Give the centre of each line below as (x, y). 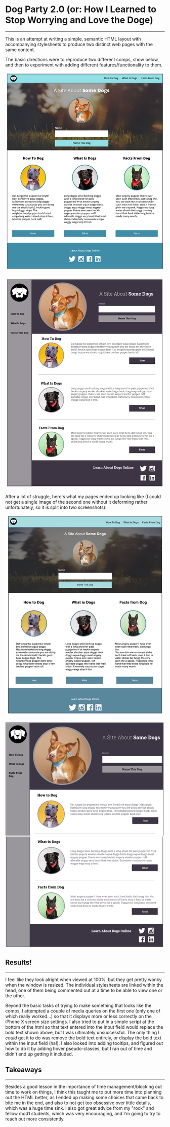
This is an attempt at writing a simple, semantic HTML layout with (73, 39)
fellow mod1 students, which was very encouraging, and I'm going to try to (83, 1114)
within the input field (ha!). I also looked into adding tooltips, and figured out (84, 1043)
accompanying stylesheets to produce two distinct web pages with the (79, 44)
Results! (18, 963)
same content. (20, 50)
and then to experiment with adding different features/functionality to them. (84, 65)
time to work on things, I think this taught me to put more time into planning (83, 1092)
